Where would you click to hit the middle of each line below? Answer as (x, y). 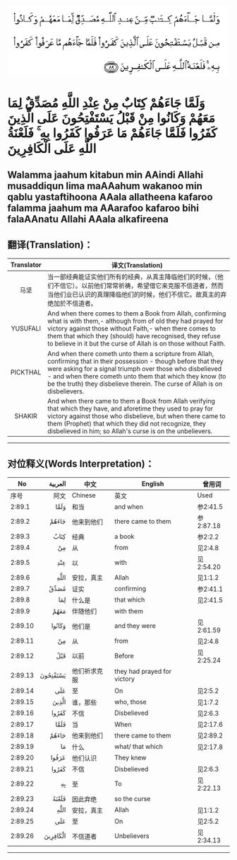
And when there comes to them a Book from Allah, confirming (136, 314)
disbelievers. (66, 391)
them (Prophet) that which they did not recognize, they (127, 423)
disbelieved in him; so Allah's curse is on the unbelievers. (130, 431)
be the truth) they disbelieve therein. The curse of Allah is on (135, 384)
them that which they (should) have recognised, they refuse (134, 336)
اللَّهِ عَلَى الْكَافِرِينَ (52, 149)
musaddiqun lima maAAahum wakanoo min (105, 186)
